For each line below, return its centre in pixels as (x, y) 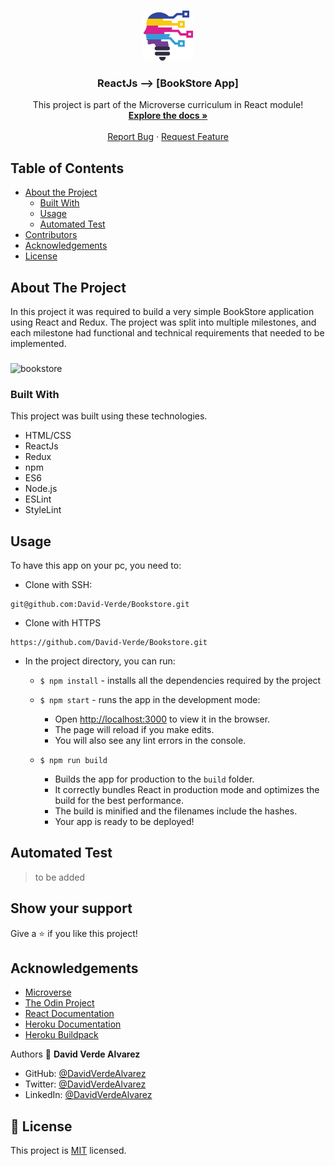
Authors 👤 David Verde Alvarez (75, 1054)
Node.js (41, 489)
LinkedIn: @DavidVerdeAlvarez (88, 1095)
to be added (59, 877)
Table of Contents (67, 168)
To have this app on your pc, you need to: (96, 565)
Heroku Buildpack (61, 1035)
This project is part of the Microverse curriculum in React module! (168, 105)
